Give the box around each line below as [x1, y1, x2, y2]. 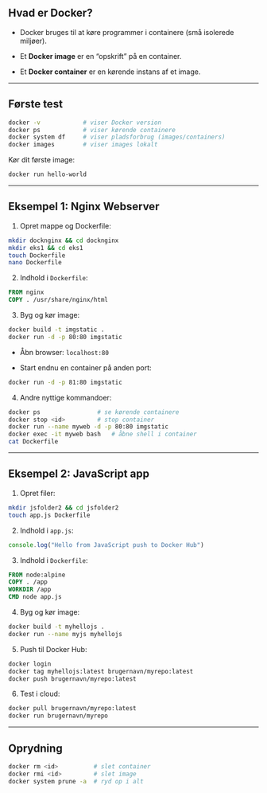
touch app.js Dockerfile [8, 511, 91, 519]
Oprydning [8, 741, 63, 755]
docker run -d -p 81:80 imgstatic [8, 378, 123, 386]
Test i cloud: [19, 689, 60, 699]
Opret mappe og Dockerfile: [19, 221, 111, 230]
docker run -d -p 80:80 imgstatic [8, 333, 123, 341]
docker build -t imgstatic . [8, 326, 105, 334]
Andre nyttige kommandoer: [19, 393, 112, 402]
